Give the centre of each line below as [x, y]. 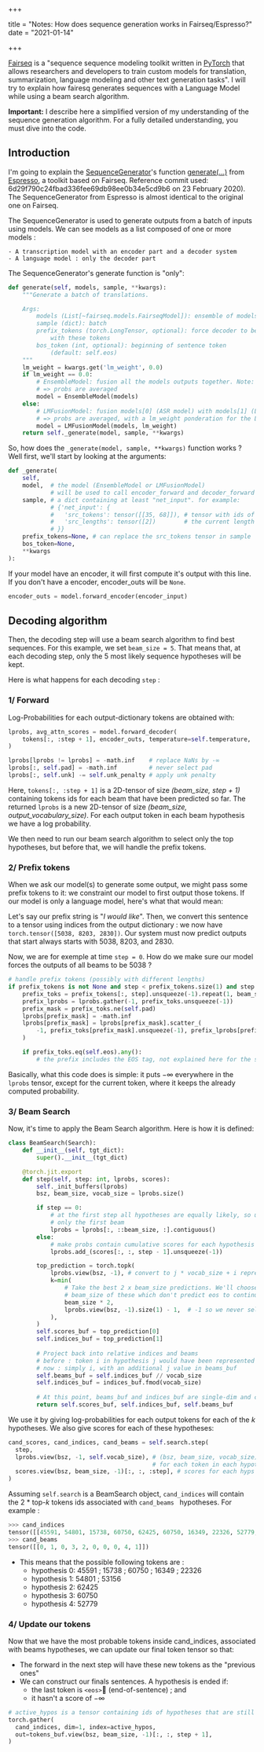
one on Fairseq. [33, 205]
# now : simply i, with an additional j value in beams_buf [137, 1368]
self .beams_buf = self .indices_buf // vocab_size [119, 1376]
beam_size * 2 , [89, 1302]
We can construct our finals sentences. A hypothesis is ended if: [124, 1681]
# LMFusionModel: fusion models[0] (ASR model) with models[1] [142, 411]
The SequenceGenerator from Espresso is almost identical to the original [126, 196]
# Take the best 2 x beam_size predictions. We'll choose [161, 1288]
